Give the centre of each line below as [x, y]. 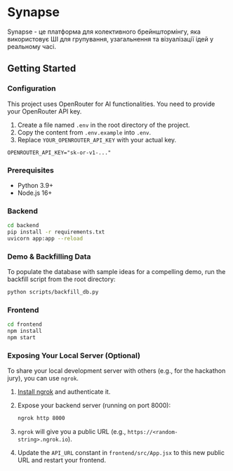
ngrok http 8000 [41, 418]
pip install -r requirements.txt [56, 232]
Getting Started [42, 68]
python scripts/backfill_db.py [53, 292]
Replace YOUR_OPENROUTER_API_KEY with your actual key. [97, 139]
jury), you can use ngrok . [43, 378]
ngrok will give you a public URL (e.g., [72, 432]
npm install [25, 331]
